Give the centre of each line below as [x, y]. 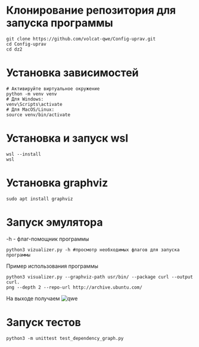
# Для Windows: [25, 99]
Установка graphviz [57, 183]
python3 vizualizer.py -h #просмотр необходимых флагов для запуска [93, 250]
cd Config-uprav [26, 44]
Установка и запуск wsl [67, 138]
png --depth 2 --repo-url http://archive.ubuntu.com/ [74, 287]
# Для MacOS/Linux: [30, 110]
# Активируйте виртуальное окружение [53, 89]
